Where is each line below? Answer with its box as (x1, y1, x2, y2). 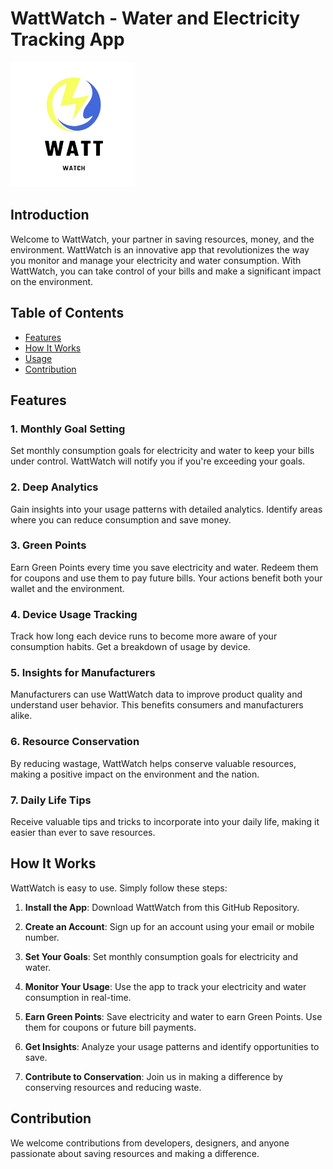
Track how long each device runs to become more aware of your (10, 630, 278, 642)
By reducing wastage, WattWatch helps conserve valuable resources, (10, 757, 297, 769)
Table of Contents (10, 305, 125, 322)
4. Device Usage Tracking (10, 607, 138, 621)
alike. (10, 710, 33, 722)
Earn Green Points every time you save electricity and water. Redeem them (10, 561, 319, 573)
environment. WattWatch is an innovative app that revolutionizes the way (10, 243, 310, 256)
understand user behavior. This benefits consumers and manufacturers (10, 699, 304, 711)
